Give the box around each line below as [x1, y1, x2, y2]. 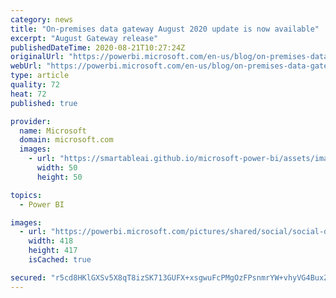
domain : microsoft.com [19, 135, 114, 145]
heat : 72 [10, 89, 47, 99]
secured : [10, 272, 47, 283]
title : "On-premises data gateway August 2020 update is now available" [10, 24, 320, 34]
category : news [10, 14, 74, 25]
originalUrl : [10, 52, 65, 62]
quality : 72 [10, 80, 60, 90]
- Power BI [19, 199, 65, 210]
